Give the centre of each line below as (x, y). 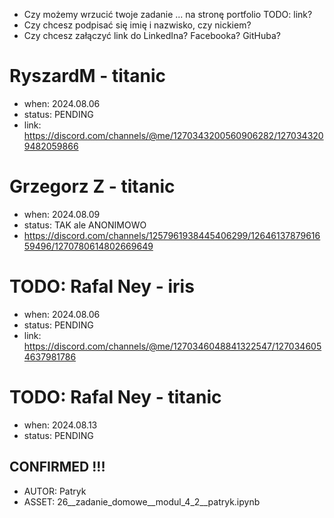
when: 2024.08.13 (60, 425)
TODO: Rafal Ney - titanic (115, 397)
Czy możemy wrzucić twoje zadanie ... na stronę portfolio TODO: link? (168, 14)
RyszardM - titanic (88, 76)
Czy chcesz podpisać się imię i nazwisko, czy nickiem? (137, 25)
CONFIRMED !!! (57, 467)
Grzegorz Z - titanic (92, 186)
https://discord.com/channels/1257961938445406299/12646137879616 (172, 235)
